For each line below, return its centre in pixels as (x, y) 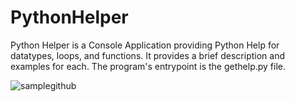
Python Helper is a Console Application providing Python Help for (145, 45)
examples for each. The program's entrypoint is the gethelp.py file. (148, 66)
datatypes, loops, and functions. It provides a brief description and (147, 55)
